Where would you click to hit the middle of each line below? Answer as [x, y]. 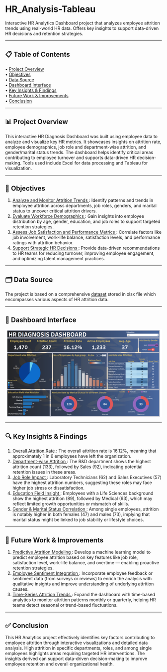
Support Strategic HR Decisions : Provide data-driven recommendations [86, 248]
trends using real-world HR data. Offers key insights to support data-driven [82, 28]
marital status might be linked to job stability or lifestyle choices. [78, 520]
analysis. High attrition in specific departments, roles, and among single [79, 648]
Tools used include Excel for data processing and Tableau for [85, 163]
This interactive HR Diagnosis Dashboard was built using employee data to [82, 136]
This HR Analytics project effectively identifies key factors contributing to [80, 637]
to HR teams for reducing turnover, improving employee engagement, [83, 253]
